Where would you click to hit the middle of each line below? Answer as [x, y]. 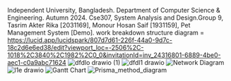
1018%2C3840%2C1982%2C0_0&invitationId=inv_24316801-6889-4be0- [114, 55]
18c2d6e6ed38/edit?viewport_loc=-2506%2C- [76, 48]
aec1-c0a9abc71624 [37, 62]
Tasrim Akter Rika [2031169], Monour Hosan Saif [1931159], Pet [99, 25]
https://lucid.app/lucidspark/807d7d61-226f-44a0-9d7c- [90, 40]
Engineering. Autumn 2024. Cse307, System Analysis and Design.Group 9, [115, 18]
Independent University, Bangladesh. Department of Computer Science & [114, 10]
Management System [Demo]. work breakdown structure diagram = [106, 32]
